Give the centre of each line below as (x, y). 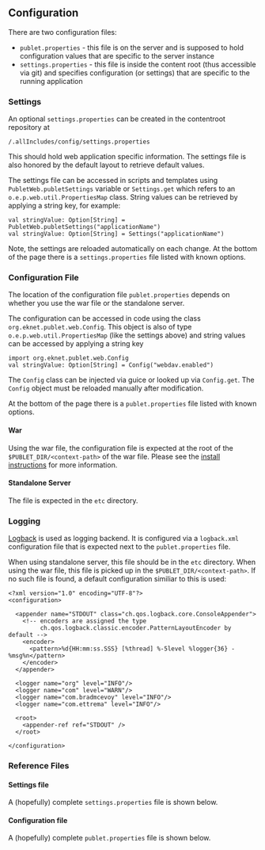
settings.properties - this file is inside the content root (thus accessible (138, 64)
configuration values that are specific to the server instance (117, 55)
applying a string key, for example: (64, 206)
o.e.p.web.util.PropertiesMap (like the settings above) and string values (127, 335)
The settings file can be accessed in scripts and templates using (113, 181)
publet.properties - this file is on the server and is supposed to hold (131, 48)
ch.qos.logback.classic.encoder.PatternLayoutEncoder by (136, 628)
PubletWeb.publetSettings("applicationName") (84, 227)
